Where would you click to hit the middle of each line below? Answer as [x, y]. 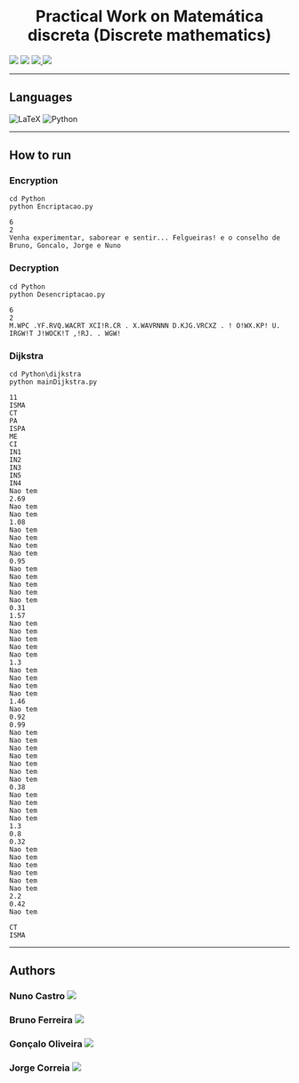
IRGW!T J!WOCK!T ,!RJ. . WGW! [65, 333]
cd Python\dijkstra [45, 375]
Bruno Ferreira [41, 1020]
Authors [32, 971]
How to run [40, 155]
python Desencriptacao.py [57, 294]
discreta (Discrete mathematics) [149, 35]
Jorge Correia [40, 1068]
